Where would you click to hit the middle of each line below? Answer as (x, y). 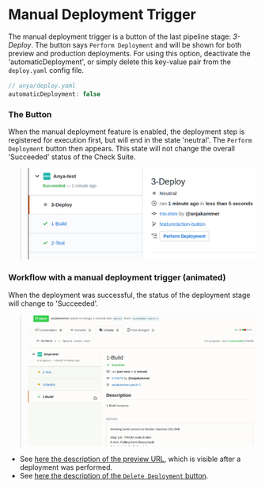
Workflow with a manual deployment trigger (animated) (117, 277)
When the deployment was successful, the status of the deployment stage (129, 295)
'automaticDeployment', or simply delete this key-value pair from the (120, 62)
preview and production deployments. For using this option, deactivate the (129, 53)
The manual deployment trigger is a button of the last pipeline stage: (120, 36)
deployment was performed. (66, 467)
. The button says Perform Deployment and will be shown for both (136, 44)
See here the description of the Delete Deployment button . (114, 475)
